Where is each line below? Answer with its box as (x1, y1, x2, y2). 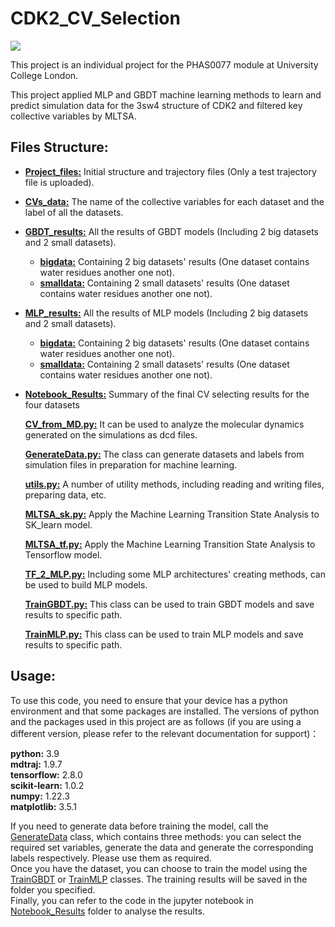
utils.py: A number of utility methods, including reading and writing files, (24, 478, 325, 490)
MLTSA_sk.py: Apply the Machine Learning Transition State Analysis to (24, 508, 320, 520)
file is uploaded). (24, 176, 95, 188)
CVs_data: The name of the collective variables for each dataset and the (24, 195, 325, 207)
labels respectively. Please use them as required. (10, 852, 212, 864)
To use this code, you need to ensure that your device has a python (10, 694, 288, 706)
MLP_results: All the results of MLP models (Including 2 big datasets (24, 307, 309, 319)
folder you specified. (10, 883, 96, 896)
